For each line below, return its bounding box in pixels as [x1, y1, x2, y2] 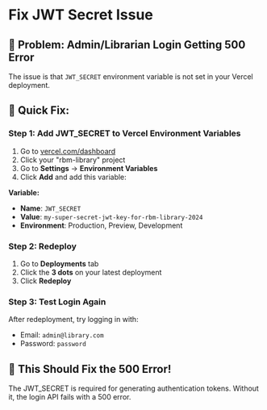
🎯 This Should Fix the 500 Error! [8, 362, 172, 376]
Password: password [19, 339, 86, 349]
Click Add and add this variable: [19, 172, 127, 182]
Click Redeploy [19, 276, 72, 286]
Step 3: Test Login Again [8, 296, 106, 307]
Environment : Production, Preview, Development [19, 220, 183, 230]
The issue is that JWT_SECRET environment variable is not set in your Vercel [8, 72, 253, 82]
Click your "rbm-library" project [19, 155, 126, 165]
